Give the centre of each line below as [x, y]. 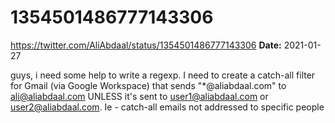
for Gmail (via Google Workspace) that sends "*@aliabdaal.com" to [148, 85]
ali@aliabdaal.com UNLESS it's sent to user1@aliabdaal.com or [139, 96]
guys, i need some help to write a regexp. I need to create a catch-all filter [163, 75]
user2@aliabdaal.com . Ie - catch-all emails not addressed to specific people [167, 107]
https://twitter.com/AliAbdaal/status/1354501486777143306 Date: [146, 45]
